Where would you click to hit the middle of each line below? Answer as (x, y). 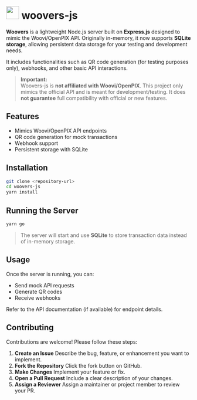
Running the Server (42, 210)
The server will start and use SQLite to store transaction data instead (104, 235)
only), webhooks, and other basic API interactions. (67, 68)
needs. (14, 50)
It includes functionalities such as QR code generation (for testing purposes (97, 62)
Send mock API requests (44, 285)
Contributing (30, 328)
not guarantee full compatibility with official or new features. (94, 98)
